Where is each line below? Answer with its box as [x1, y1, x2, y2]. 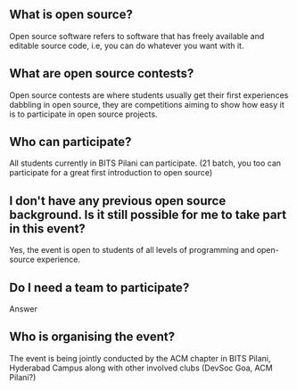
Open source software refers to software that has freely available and [9, 30, 265, 41]
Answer [9, 304, 37, 314]
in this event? [9, 221, 87, 236]
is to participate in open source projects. [9, 109, 158, 119]
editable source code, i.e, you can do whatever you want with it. [9, 40, 244, 51]
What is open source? [9, 7, 134, 22]
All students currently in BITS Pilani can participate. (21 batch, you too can [9, 158, 282, 168]
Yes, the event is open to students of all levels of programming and [9, 245, 255, 256]
